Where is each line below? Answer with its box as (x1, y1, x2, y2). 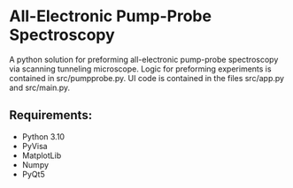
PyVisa (21, 140, 48, 151)
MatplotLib (21, 150, 62, 161)
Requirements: (9, 108, 93, 123)
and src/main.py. (9, 82, 71, 93)
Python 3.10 (21, 131, 65, 142)
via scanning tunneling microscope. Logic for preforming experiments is (9, 64, 272, 74)
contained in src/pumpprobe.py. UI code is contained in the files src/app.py (9, 72, 285, 83)
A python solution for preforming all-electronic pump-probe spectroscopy (9, 54, 279, 64)
